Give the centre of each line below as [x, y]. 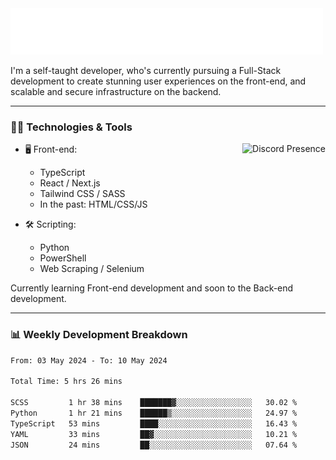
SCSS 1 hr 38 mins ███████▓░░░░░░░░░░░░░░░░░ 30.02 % [154, 403]
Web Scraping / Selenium [92, 269]
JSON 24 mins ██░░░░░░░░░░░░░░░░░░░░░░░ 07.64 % [154, 445]
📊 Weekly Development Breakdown [99, 335]
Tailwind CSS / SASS [82, 194]
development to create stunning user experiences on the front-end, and [158, 81]
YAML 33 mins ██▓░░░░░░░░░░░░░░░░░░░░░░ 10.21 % [154, 434]
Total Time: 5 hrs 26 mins [66, 382]
